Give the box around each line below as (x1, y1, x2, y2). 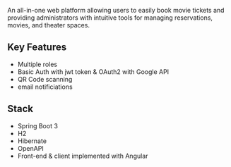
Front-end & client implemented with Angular (17, 151, 148, 160)
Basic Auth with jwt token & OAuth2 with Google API (17, 67, 170, 76)
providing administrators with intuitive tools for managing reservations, (7, 13, 213, 22)
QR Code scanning (17, 75, 73, 83)
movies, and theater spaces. (7, 21, 90, 29)
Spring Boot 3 (17, 121, 59, 130)
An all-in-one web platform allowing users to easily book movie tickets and (7, 6, 225, 14)
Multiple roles (17, 60, 58, 68)
